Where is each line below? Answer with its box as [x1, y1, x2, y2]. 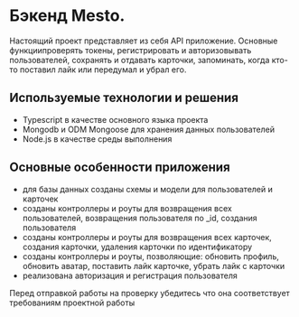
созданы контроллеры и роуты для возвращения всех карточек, [22, 231, 273, 242]
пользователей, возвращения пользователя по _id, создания [22, 212, 257, 223]
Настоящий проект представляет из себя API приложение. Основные [9, 35, 278, 46]
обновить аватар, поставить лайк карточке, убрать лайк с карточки [22, 260, 285, 271]
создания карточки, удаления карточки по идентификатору [22, 241, 253, 252]
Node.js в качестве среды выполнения [22, 133, 173, 145]
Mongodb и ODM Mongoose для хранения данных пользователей [22, 124, 276, 135]
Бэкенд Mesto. [9, 5, 126, 26]
